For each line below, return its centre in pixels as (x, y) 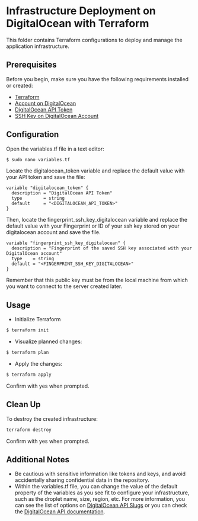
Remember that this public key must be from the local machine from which (97, 280)
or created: (20, 85)
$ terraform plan (28, 353)
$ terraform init (28, 330)
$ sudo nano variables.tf (38, 159)
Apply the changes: (39, 364)
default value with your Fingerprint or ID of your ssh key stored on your (93, 226)
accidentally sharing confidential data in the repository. (82, 480)
